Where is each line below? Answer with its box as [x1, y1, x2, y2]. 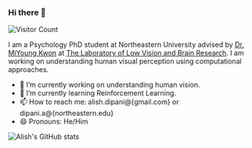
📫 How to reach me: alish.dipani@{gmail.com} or [19, 97, 179, 106]
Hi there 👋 [8, 7, 47, 18]
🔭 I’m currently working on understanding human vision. [19, 80, 200, 89]
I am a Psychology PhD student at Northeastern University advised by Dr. [8, 40, 244, 49]
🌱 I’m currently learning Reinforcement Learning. [19, 88, 177, 98]
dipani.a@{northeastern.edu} [19, 109, 114, 118]
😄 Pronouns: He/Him [19, 117, 88, 126]
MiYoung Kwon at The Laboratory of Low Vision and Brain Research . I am [8, 49, 244, 58]
